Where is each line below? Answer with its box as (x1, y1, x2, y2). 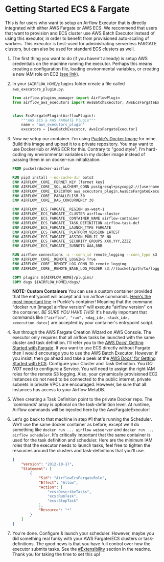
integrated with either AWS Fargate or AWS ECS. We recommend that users (5, 25, 158, 31)
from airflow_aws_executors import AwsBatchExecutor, (12, 100, 124, 105)
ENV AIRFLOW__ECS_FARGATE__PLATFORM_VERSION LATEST (12, 230, 120, 235)
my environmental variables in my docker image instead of (27, 152, 145, 157)
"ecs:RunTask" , (47, 494, 78, 499)
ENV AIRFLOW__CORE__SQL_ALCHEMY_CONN (12, 184, 90, 189)
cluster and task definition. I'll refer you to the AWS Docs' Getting (12, 340, 143, 345)
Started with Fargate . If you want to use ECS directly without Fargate (12, 345, 151, 351)
